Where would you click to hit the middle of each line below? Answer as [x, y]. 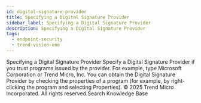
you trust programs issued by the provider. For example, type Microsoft [94, 68]
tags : [13, 34]
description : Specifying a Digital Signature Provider [76, 28]
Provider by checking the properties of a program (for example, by [88, 80]
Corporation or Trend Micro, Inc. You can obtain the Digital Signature [91, 74]
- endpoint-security [37, 39]
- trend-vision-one [36, 45]
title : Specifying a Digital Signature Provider [68, 17]
